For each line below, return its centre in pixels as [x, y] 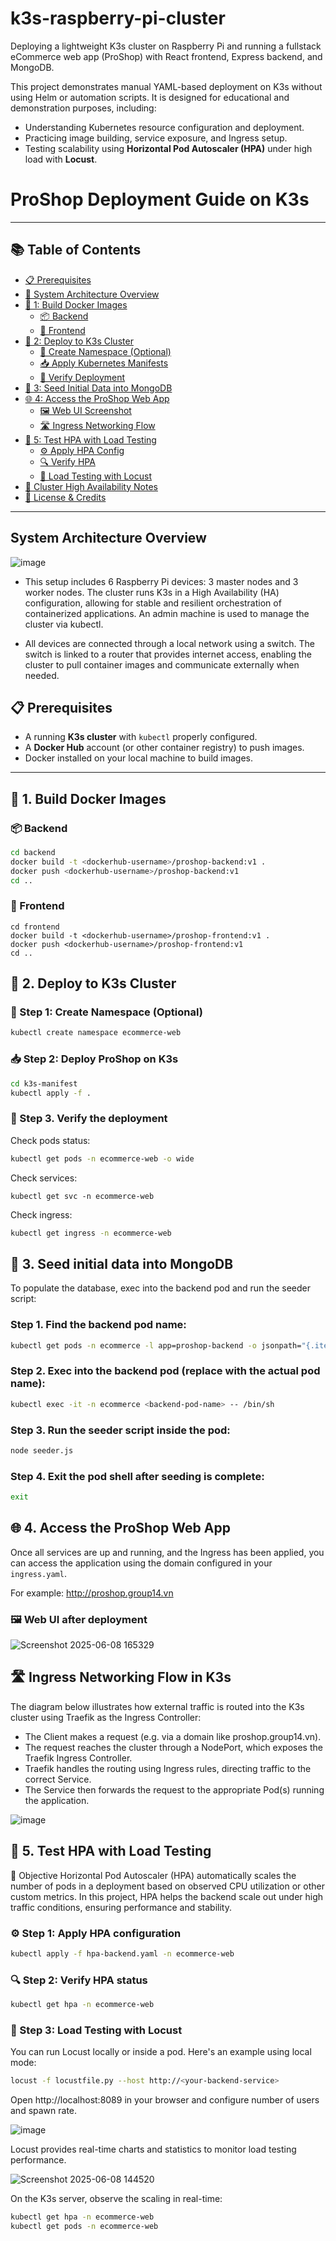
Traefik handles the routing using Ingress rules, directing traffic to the [168, 1768]
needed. [42, 675]
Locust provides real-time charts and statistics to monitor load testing [153, 2149]
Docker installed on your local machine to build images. [139, 758]
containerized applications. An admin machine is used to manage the [167, 613]
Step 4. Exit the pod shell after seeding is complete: [137, 1476]
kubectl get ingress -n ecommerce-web [91, 1233]
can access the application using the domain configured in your [141, 1563]
